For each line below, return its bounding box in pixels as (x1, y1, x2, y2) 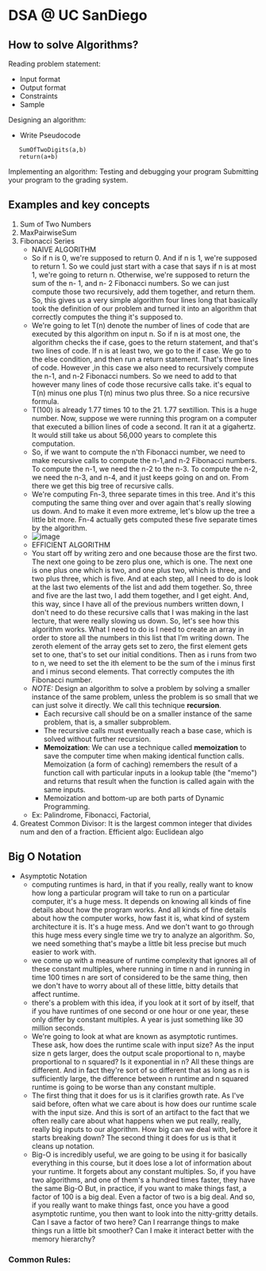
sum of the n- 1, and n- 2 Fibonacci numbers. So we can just (31, 278, 229, 288)
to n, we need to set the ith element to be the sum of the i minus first (31, 658, 256, 667)
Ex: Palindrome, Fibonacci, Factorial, (31, 809, 151, 820)
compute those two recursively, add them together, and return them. (31, 287, 256, 296)
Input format (19, 75, 61, 83)
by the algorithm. (31, 523, 87, 532)
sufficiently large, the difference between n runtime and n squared (31, 1073, 249, 1083)
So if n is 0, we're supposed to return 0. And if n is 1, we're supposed (31, 253, 257, 262)
